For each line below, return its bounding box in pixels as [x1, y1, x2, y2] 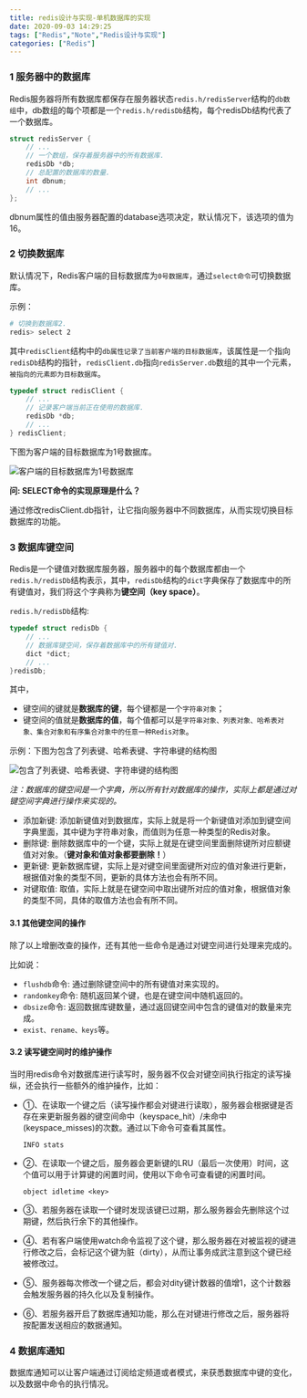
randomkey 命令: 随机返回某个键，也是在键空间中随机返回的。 [22, 989, 249, 1000]
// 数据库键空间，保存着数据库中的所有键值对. [26, 641, 179, 650]
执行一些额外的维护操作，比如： [40, 1080, 161, 1090]
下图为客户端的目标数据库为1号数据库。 [9, 446, 157, 457]
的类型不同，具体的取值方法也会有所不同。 [22, 895, 183, 906]
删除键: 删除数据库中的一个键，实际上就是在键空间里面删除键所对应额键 [22, 838, 292, 849]
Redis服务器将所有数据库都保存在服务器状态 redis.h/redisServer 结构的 [9, 93, 276, 104]
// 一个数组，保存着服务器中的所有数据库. [26, 151, 165, 161]
